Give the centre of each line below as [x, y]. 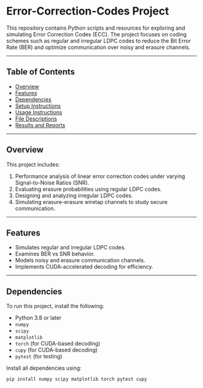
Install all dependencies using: [44, 368]
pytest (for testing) [39, 357]
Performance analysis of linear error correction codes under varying [100, 176]
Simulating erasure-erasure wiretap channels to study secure [91, 202]
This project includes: [33, 164]
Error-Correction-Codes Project [88, 11]
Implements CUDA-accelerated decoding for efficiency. [84, 267]
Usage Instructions [38, 112]
